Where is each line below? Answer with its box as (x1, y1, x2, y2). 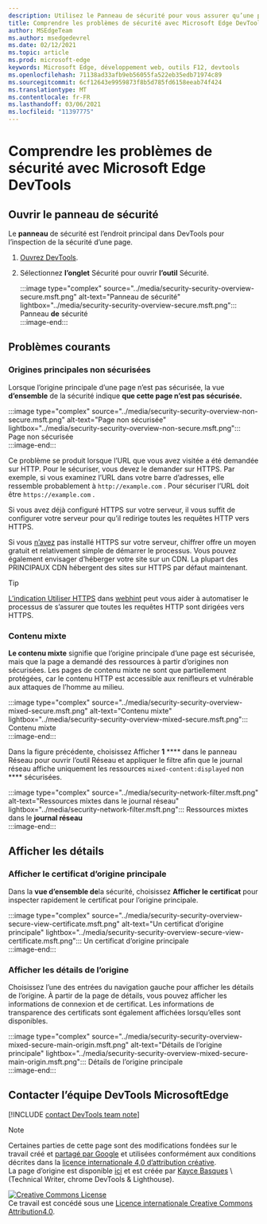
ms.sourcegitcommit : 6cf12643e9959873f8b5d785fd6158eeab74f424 (8, 78, 222, 86)
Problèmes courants (8, 340, 111, 354)
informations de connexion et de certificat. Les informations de (8, 999, 215, 1008)
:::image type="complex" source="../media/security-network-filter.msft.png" (8, 788, 259, 797)
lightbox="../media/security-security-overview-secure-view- (45, 927, 244, 937)
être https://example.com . (8, 489, 95, 499)
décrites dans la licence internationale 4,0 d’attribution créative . (8, 1157, 217, 1167)
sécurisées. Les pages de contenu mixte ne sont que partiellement (8, 665, 226, 675)
